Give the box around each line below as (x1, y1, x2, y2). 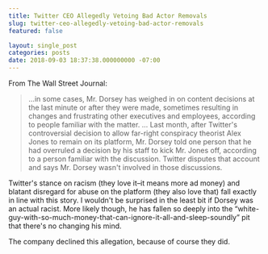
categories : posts (8, 49, 70, 57)
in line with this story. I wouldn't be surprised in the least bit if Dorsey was (8, 195, 254, 205)
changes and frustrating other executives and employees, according (27, 111, 256, 121)
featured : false (8, 27, 63, 35)
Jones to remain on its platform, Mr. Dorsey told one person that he (27, 137, 252, 146)
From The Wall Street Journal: (8, 78, 107, 88)
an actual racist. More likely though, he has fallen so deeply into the (8, 204, 233, 214)
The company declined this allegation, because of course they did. (8, 237, 230, 246)
